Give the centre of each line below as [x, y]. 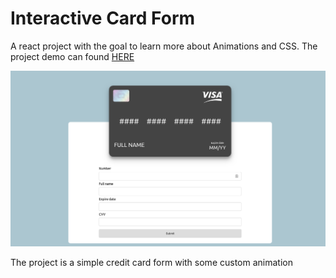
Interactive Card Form [103, 18]
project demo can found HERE [72, 56]
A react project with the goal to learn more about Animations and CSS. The [164, 46]
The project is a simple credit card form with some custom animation [151, 262]
